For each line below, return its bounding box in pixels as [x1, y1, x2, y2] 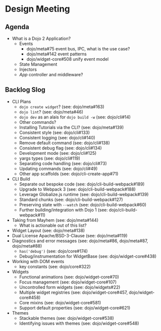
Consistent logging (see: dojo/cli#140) [19, 134, 96, 140]
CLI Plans [12, 99, 31, 104]
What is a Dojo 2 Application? [12, 35, 71, 41]
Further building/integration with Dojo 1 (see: [19, 207, 108, 213]
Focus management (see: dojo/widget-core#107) [19, 279, 117, 285]
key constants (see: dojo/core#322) [19, 264, 91, 269]
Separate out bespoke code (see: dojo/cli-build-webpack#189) [19, 181, 145, 187]
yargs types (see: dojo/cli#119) [19, 155, 81, 161]
